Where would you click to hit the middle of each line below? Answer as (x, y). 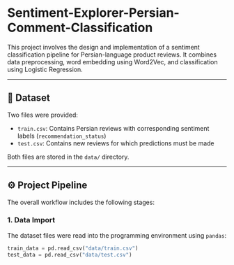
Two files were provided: (42, 115)
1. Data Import (31, 220)
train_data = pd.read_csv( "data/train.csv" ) (73, 248)
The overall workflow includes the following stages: (81, 202)
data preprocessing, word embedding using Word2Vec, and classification (112, 62)
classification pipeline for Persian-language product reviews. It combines (112, 55)
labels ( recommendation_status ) (62, 136)
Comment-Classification (80, 28)
